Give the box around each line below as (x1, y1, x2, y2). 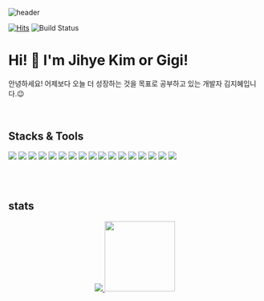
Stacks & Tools (8, 129, 84, 144)
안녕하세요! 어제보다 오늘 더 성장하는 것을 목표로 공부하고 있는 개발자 (8, 79, 222, 88)
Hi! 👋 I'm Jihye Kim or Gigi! (8, 51, 189, 70)
